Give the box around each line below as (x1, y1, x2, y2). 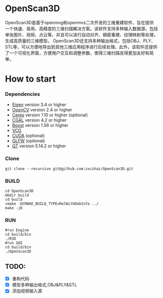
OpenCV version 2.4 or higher (12, 107, 72, 113)
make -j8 (5, 206, 23, 210)
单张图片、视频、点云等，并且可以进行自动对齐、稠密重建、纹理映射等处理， (5, 32, 158, 37)
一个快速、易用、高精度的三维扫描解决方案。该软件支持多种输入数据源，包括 (5, 25, 158, 32)
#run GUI (5, 241, 23, 245)
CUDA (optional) (12, 133, 45, 139)
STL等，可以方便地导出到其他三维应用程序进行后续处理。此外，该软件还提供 (5, 44, 158, 50)
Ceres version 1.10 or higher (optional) (12, 112, 88, 118)
